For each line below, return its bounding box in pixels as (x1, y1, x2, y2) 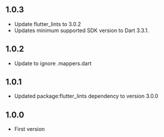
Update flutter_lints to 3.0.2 (14, 20, 81, 27)
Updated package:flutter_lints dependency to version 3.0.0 (14, 93, 159, 100)
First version (14, 126, 45, 133)
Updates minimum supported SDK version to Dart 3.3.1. (14, 27, 149, 34)
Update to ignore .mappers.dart (14, 59, 92, 67)
